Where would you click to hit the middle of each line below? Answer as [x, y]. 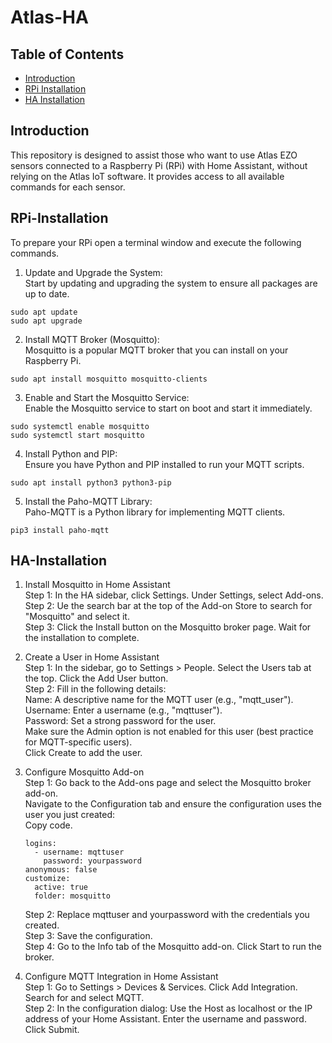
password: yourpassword [92, 861]
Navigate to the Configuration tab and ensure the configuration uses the [173, 804]
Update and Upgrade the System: [93, 272]
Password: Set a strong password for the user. [120, 721]
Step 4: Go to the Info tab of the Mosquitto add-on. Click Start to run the [173, 947]
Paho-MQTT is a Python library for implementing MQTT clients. [155, 512]
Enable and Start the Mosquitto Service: [107, 397]
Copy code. [48, 825]
